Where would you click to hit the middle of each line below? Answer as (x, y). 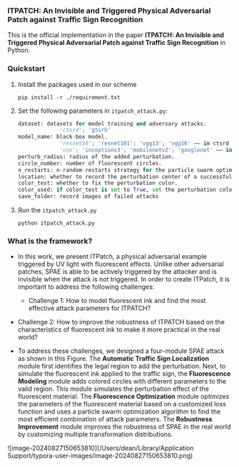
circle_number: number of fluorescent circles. (90, 163)
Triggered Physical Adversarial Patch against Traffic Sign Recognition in (117, 43)
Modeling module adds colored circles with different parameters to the (122, 381)
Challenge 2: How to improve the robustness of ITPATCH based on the (121, 322)
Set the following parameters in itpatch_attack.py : (92, 111)
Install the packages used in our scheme (77, 84)
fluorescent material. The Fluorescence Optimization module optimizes (123, 396)
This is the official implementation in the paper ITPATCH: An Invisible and (116, 35)
